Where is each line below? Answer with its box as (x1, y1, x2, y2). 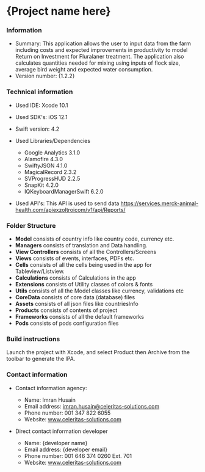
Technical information (6, 87, 73, 96)
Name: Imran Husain (24, 396, 76, 404)
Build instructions (6, 335, 60, 343)
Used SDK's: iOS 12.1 (15, 113, 68, 120)
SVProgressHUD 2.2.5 (24, 175, 81, 182)
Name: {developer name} (24, 439, 88, 446)
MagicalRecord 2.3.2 (24, 168, 77, 175)
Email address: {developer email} (24, 446, 108, 453)
